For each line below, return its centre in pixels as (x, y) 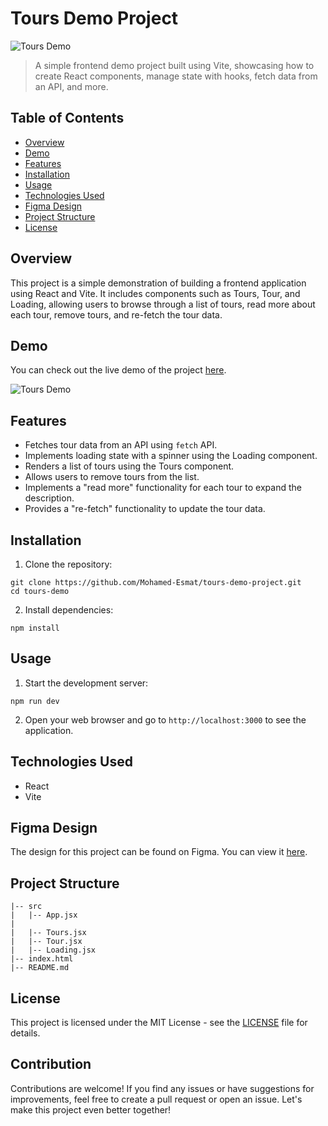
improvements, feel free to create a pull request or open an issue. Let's (156, 1099)
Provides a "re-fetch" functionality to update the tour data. (145, 509)
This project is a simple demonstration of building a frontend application (158, 283)
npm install (35, 628)
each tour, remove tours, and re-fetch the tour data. (116, 314)
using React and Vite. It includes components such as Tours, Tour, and (155, 293)
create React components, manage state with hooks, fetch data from (176, 76)
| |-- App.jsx (44, 915)
